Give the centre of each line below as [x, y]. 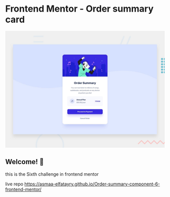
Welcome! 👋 [25, 162]
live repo [14, 184]
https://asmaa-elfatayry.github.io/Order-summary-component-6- [92, 184]
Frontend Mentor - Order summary [79, 9]
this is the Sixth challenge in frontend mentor [52, 174]
